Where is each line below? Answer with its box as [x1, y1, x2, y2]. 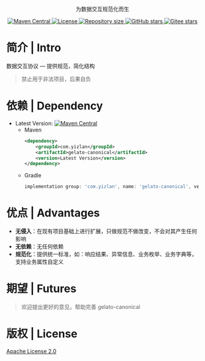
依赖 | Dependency [6, 99, 103, 113]
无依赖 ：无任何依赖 [15, 243, 64, 250]
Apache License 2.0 [6, 348, 57, 355]
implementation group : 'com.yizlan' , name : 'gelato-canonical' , [24, 184, 192, 190]
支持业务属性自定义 [15, 258, 64, 266]
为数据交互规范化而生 [76, 6, 129, 12]
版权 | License [6, 327, 78, 341]
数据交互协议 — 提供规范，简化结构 [6, 62, 95, 69]
